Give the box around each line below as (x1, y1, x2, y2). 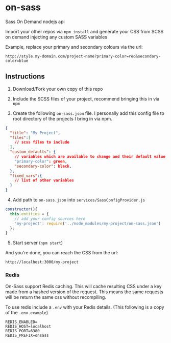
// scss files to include (14, 140, 70, 145)
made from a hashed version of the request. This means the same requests (5, 289, 163, 295)
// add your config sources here (14, 216, 86, 221)
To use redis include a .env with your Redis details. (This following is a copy (5, 304, 164, 310)
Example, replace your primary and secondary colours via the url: (5, 44, 143, 50)
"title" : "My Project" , (10, 130, 60, 135)
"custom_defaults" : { (10, 149, 56, 155)
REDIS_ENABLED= (5, 319, 38, 325)
